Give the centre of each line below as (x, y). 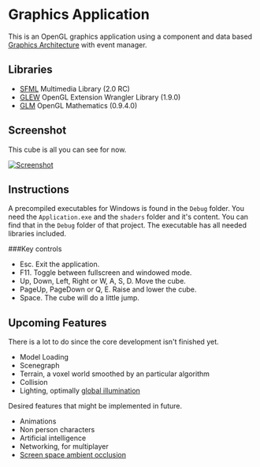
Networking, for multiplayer (64, 446)
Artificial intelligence (53, 438)
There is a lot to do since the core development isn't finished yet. (113, 342)
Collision (34, 382)
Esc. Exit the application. (59, 264)
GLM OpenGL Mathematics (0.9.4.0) (78, 105)
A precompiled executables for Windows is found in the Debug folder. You (126, 209)
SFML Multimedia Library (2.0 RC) (74, 89)
